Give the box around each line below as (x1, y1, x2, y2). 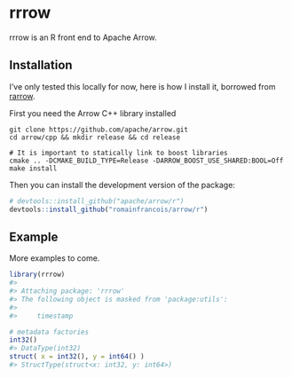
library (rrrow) (9, 270, 66, 280)
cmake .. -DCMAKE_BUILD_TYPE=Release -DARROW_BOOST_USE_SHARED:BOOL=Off (9, 156, 284, 165)
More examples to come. (9, 253, 100, 264)
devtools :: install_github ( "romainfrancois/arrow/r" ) (9, 205, 209, 214)
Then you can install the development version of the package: (9, 179, 235, 190)
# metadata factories (9, 327, 90, 336)
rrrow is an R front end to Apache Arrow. (9, 32, 157, 43)
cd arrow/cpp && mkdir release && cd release (9, 132, 180, 142)
